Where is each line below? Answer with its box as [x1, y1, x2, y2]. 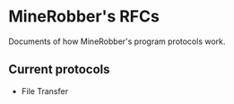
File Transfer [21, 85, 69, 96]
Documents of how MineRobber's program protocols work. [8, 36, 226, 47]
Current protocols [8, 62, 110, 77]
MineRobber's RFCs [8, 6, 160, 27]
